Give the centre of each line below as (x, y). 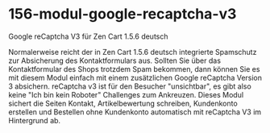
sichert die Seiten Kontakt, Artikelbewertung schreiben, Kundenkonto (123, 103)
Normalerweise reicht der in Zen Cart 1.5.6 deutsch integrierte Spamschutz (133, 52)
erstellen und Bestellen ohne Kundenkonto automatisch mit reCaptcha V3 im (135, 112)
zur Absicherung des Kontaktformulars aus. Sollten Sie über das (115, 60)
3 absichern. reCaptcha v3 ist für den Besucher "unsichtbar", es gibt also (130, 86)
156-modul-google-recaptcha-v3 (123, 14)
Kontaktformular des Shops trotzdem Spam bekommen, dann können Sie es (134, 69)
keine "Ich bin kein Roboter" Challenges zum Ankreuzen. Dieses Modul (126, 94)
